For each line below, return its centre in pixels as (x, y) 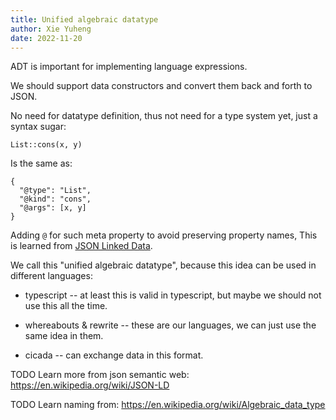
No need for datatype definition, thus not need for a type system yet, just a (164, 116)
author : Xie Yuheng (51, 29)
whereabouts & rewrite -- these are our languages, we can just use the (170, 325)
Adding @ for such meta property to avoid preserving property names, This (164, 235)
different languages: (51, 276)
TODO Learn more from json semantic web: (100, 375)
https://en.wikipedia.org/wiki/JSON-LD (90, 385)
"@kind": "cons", (55, 199)
